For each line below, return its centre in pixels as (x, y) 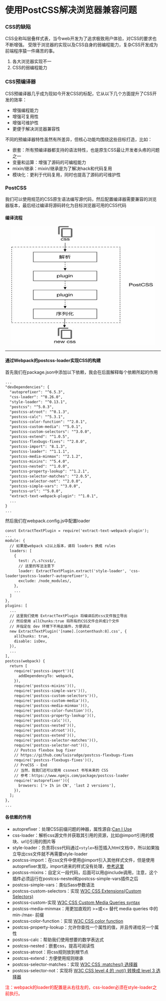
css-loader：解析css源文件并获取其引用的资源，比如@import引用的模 (83, 835)
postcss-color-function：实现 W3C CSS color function (68, 921)
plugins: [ (16, 606)
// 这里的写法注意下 (36, 566)
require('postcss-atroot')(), (45, 731)
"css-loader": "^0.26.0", (36, 397)
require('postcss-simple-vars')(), (51, 691)
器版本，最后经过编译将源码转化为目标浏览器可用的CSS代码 (66, 206)
